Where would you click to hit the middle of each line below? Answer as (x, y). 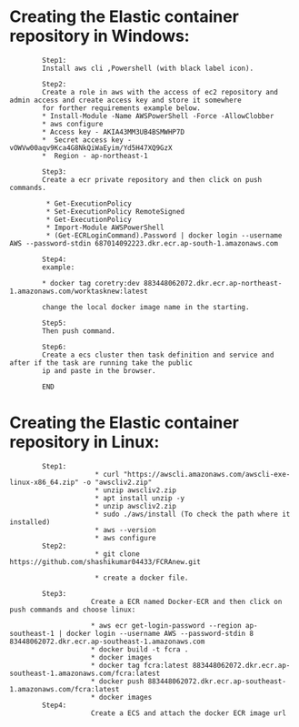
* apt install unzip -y (140, 498)
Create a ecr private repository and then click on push (152, 179)
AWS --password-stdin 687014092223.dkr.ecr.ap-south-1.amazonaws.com (144, 243)
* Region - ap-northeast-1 (95, 156)
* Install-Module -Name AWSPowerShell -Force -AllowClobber (158, 116)
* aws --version (125, 530)
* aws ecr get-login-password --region (166, 625)
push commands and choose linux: (73, 610)
